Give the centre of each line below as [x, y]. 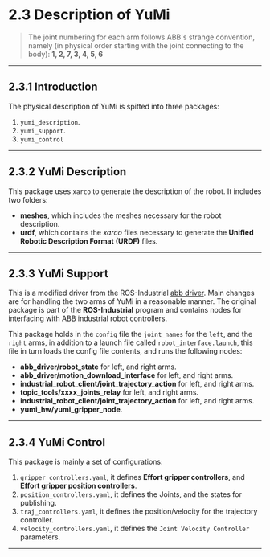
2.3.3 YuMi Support [58, 274]
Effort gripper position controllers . [78, 486]
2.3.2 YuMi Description [67, 172]
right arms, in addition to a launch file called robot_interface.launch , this [131, 342]
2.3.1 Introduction [53, 87]
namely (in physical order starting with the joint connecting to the [136, 45]
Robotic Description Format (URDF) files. [89, 241]
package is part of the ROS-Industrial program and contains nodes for [125, 310]
